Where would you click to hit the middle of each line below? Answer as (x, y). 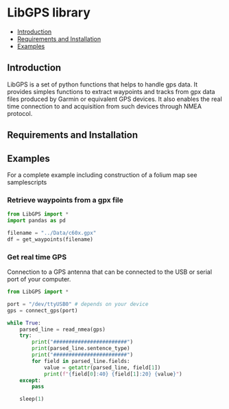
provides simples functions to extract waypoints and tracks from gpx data (111, 91)
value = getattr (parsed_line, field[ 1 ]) (102, 367)
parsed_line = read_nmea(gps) (63, 329)
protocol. (20, 113)
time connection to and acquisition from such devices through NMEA (105, 106)
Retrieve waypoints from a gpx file (65, 200)
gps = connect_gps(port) (43, 310)
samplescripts (27, 182)
